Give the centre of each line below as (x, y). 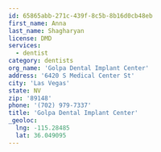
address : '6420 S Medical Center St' (72, 76)
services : (25, 46)
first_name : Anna (37, 23)
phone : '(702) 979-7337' (50, 105)
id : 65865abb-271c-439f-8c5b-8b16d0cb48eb (80, 16)
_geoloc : (23, 121)
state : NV (25, 90)
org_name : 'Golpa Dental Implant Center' (79, 68)
